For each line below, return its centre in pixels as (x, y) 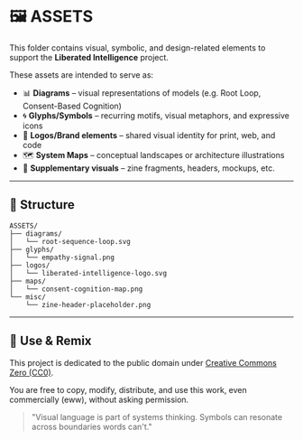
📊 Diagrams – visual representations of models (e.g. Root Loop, (142, 93)
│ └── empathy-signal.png (62, 257)
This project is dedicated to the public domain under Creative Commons (143, 362)
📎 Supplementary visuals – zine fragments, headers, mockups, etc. (148, 168)
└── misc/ (28, 297)
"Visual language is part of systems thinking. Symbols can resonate (156, 417)
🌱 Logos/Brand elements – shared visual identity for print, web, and (149, 135)
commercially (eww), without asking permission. (99, 399)
